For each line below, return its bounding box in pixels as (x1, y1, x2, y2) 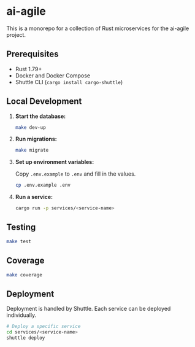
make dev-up (15, 124, 46, 130)
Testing (6, 222, 36, 233)
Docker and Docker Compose (15, 72, 91, 79)
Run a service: (15, 193, 53, 201)
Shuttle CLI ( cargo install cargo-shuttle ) (15, 78, 123, 85)
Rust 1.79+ (15, 65, 42, 72)
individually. (6, 311, 37, 319)
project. (6, 31, 26, 38)
